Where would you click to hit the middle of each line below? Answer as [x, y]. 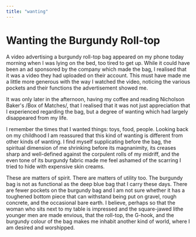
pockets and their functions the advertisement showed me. [77, 88]
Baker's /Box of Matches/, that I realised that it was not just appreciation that [98, 105]
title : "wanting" [27, 11]
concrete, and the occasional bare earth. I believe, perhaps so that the [91, 202]
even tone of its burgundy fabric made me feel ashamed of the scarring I [94, 160]
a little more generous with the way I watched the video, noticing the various [98, 81]
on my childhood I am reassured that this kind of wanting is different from [94, 135]
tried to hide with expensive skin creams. [56, 166]
